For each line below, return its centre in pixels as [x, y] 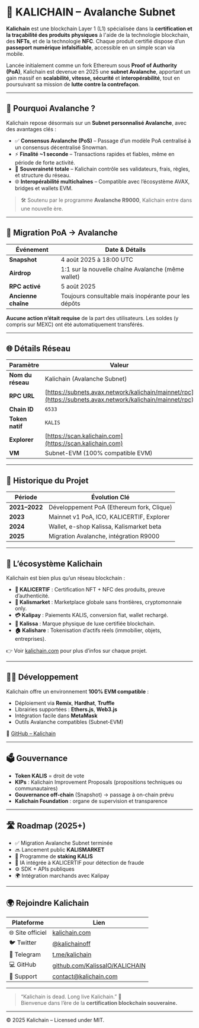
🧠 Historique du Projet [47, 480]
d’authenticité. [32, 596]
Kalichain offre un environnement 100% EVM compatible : [78, 691]
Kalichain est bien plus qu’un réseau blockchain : [66, 578]
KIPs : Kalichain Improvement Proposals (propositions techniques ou [98, 782]
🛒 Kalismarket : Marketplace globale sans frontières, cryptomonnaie [98, 602]
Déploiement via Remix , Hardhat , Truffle [65, 703]
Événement [32, 249]
